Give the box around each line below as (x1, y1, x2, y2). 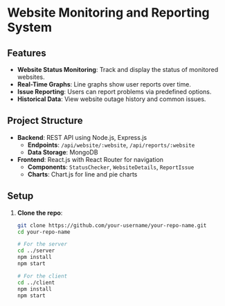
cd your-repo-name (17, 228, 71, 235)
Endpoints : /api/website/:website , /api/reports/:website (27, 141, 195, 149)
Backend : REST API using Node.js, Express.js (17, 133, 147, 141)
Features (7, 47, 46, 59)
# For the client (17, 272, 68, 280)
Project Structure (7, 115, 83, 127)
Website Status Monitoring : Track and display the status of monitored (17, 66, 219, 73)
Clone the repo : (17, 208, 63, 217)
